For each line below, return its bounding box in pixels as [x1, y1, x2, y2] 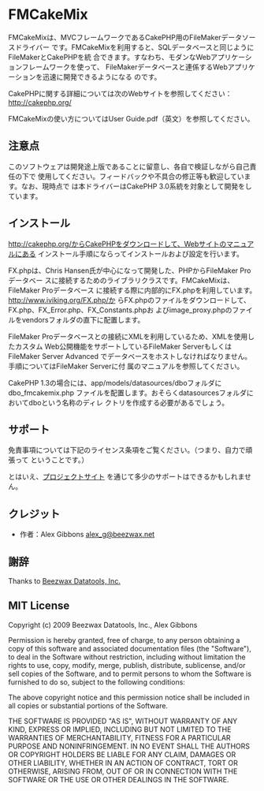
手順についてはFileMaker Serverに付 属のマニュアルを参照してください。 [8, 361, 244, 371]
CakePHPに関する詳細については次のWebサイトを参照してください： [8, 88, 232, 98]
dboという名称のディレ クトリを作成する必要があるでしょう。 [28, 397, 229, 407]
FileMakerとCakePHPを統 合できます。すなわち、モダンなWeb [8, 52, 211, 62]
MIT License [8, 599, 70, 613]
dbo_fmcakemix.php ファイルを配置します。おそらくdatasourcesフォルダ [8, 388, 247, 397]
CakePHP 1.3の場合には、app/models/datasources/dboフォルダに [8, 378, 222, 387]
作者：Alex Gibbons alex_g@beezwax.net [19, 530, 155, 539]
